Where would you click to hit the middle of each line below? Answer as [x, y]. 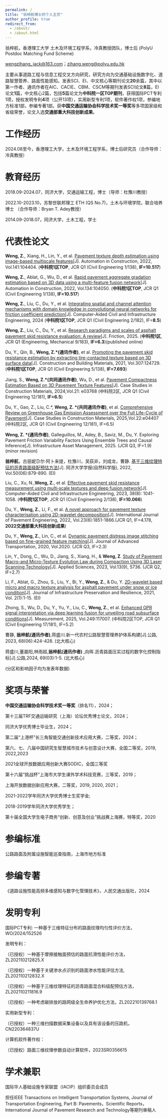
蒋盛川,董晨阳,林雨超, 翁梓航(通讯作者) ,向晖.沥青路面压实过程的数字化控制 [81, 651]
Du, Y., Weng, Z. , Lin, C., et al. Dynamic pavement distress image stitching [82, 536]
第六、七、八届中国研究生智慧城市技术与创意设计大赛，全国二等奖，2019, [81, 748]
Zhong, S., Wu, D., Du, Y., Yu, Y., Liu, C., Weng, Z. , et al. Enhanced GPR [79, 607]
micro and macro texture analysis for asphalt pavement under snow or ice [81, 587]
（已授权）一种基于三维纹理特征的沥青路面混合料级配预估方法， [71, 986]
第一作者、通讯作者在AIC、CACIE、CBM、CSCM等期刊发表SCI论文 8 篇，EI [82, 87]
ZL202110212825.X [25, 960]
